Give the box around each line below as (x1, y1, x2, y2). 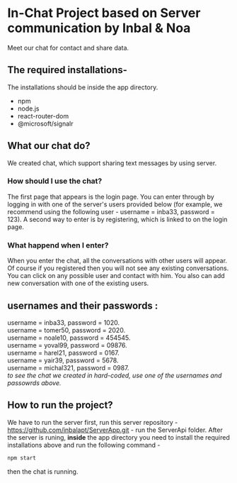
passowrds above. (7, 378, 62, 387)
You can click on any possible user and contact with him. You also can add (7, 272, 225, 280)
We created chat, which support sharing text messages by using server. (7, 158, 217, 167)
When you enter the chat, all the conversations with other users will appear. (7, 257, 228, 265)
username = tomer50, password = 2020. (7, 326, 126, 334)
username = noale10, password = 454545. (7, 333, 131, 342)
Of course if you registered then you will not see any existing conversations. (7, 264, 229, 272)
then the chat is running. (7, 467, 79, 476)
